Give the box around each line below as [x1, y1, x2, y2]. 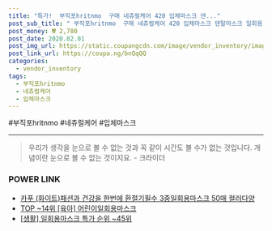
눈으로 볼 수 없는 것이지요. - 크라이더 [49, 153, 166, 163]
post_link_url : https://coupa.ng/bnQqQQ [8, 49, 147, 58]
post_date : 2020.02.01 [8, 34, 85, 43]
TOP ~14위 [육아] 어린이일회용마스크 [19, 203, 137, 213]
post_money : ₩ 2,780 [8, 27, 79, 35]
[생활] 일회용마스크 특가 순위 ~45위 [19, 213, 132, 223]
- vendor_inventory [15, 65, 82, 73]
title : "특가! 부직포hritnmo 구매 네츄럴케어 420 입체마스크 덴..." [8, 11, 221, 20]
